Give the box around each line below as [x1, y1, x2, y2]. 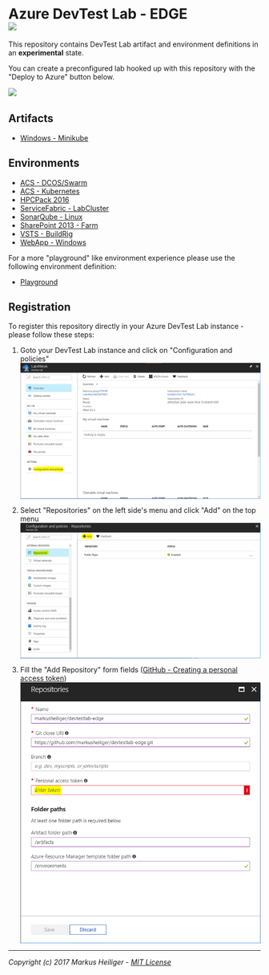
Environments [8, 156, 80, 170]
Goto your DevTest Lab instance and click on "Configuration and [19, 346, 233, 355]
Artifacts [8, 112, 54, 125]
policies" [19, 354, 50, 364]
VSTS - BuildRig [19, 229, 74, 238]
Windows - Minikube [19, 133, 89, 143]
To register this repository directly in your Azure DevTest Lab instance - [8, 322, 244, 331]
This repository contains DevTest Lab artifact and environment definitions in [8, 39, 259, 49]
